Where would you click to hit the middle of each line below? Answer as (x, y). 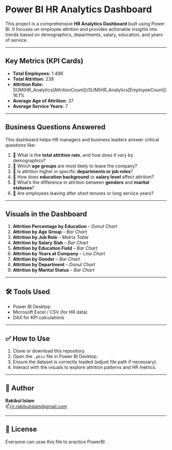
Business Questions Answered (56, 127)
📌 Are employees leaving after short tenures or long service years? (83, 193)
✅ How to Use (28, 338)
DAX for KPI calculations (38, 317)
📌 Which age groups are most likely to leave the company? (75, 166)
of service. (17, 40)
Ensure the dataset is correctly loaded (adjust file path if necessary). (85, 362)
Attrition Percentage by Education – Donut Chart (65, 227)
